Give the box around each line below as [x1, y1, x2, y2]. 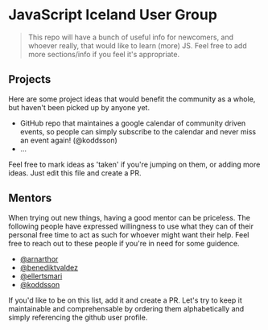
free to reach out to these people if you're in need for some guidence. [8, 238, 240, 248]
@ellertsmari [19, 271, 63, 281]
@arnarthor [19, 254, 59, 263]
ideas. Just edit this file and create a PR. [8, 167, 142, 178]
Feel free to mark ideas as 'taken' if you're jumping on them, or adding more [8, 159, 261, 169]
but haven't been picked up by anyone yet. [8, 102, 150, 112]
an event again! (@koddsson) [19, 135, 118, 145]
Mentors [8, 192, 52, 205]
